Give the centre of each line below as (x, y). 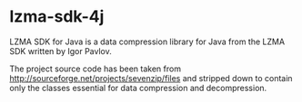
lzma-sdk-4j (57, 17)
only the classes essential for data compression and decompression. (138, 88)
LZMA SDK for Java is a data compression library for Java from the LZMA (147, 42)
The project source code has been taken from (96, 69)
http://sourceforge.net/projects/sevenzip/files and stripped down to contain (151, 78)
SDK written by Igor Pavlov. (60, 51)
